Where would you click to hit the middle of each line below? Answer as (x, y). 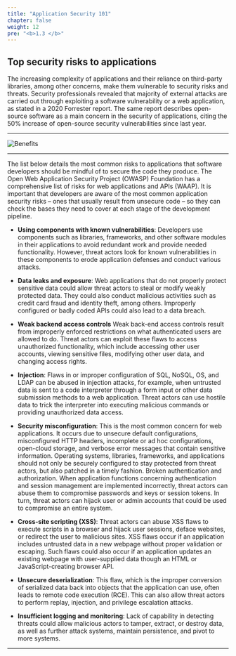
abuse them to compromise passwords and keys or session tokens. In (118, 493)
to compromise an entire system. (65, 508)
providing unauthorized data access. (71, 412)
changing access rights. (52, 362)
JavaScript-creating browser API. (66, 567)
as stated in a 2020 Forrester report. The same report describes (100, 109)
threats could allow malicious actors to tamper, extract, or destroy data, (120, 624)
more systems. (39, 638)
